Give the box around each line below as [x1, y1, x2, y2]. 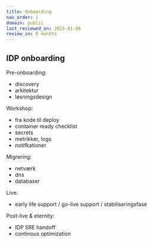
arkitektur [14, 87, 39, 94]
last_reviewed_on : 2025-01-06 [6, 25, 82, 32]
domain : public [6, 20, 44, 26]
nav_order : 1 [6, 14, 39, 20]
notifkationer [14, 142, 46, 149]
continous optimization [14, 230, 71, 237]
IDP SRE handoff [14, 223, 56, 230]
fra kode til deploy [14, 116, 60, 123]
